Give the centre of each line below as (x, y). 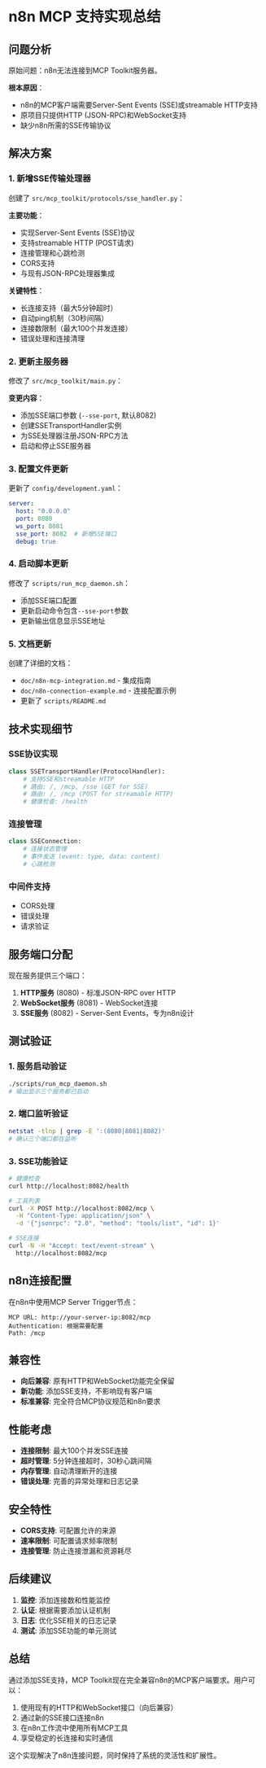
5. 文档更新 (30, 644)
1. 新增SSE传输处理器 (50, 178)
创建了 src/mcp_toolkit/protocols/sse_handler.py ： (97, 198)
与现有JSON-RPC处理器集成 (68, 273)
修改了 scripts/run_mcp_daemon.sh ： (69, 583)
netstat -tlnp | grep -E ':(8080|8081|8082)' (87, 1131)
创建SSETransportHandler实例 (71, 425)
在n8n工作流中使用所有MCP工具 (74, 1727)
